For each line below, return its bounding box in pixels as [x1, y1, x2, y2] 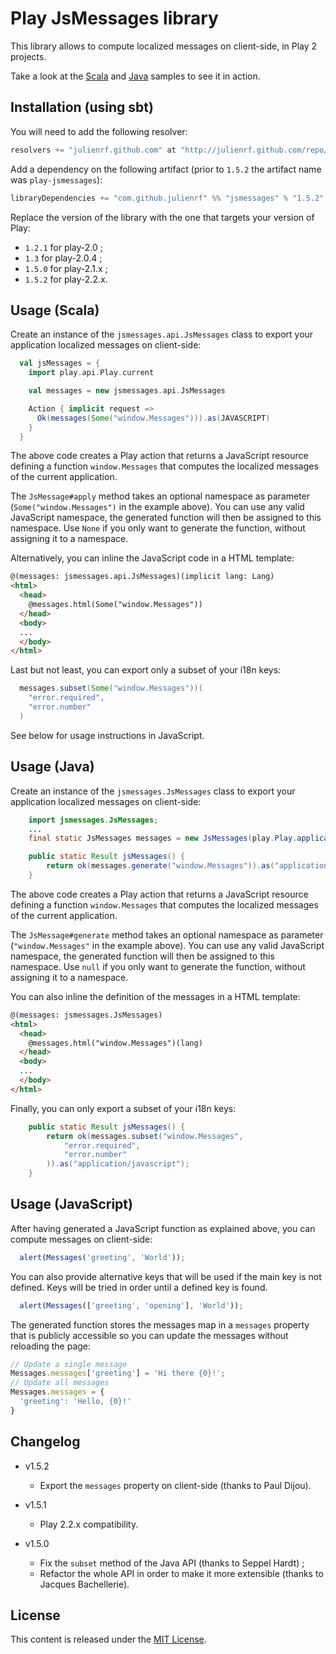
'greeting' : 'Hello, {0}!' [19, 1397, 132, 1407]
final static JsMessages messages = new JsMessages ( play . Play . [28, 833, 298, 844]
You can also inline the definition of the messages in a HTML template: [10, 990, 301, 1002]
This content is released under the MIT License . [10, 1633, 207, 1646]
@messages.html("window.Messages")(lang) [28, 1038, 203, 1048]
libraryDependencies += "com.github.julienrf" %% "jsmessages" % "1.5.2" [10, 193, 325, 203]
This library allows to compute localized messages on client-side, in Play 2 [10, 40, 318, 52]
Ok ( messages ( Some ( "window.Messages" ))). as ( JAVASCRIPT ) [36, 413, 271, 423]
